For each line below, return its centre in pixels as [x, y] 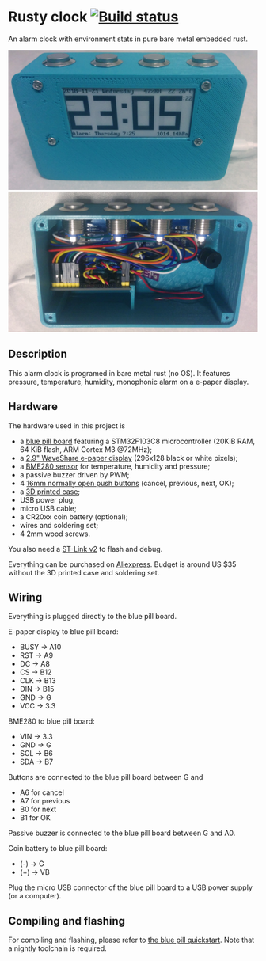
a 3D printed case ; [50, 492]
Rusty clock [48, 17]
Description [38, 354]
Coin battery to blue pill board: [58, 849]
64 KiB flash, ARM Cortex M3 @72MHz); [86, 449]
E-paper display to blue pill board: [63, 632]
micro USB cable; [48, 508]
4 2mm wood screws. [55, 534]
